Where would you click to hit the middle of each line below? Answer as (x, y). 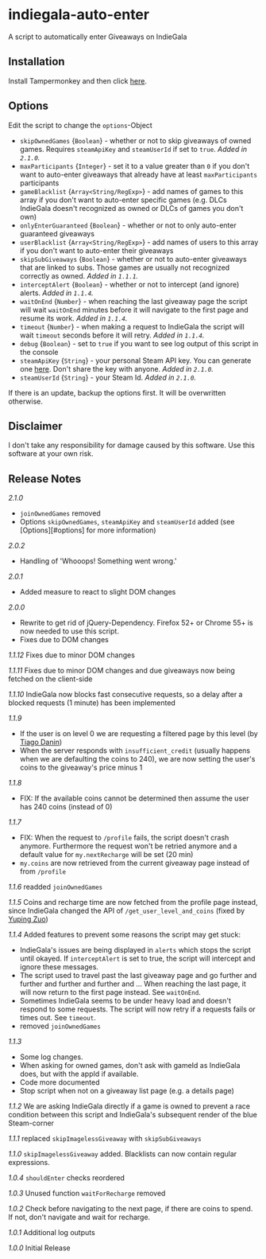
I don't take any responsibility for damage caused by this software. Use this (132, 445)
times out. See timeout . (58, 1018)
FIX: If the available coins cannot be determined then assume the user (134, 798)
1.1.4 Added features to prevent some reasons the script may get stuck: (124, 935)
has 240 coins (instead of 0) (66, 807)
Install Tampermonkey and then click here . (77, 80)
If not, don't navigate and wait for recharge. (79, 1217)
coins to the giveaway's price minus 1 (81, 768)
